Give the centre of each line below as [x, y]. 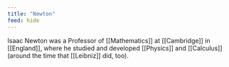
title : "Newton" [31, 14]
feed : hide [23, 20]
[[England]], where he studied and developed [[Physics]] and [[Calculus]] [115, 48]
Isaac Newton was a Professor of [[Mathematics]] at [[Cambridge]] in [109, 40]
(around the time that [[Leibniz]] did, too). [68, 55]
